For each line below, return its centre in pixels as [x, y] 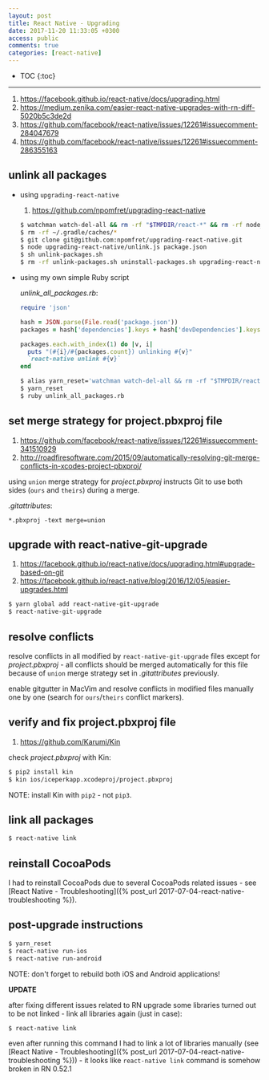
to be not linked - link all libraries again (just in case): [95, 1013]
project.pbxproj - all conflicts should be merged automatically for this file [128, 664]
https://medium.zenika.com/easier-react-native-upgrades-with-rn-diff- [137, 108]
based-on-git [42, 572]
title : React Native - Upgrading [64, 23]
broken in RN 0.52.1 [40, 1069]
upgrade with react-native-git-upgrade [108, 545]
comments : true [34, 46]
